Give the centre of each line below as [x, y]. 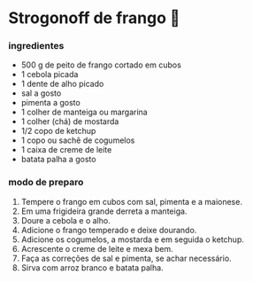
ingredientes [36, 46]
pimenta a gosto [50, 103]
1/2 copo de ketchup [58, 131]
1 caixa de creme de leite [66, 150]
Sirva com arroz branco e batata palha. [92, 267]
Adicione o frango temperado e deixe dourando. [109, 230]
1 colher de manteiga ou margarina [84, 112]
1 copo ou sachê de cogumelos [78, 140]
